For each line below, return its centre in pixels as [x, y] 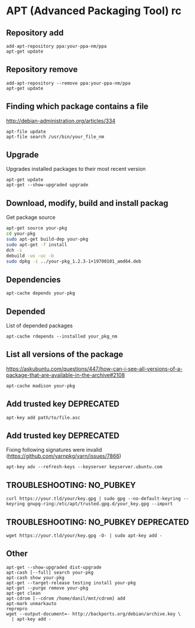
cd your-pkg [21, 234]
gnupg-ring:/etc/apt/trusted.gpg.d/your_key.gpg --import [100, 504]
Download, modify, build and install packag [87, 203]
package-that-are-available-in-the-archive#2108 [66, 375]
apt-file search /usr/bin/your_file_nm [55, 137]
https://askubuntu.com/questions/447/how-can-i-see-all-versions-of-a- [95, 368]
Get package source [31, 218]
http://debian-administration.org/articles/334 [61, 121]
